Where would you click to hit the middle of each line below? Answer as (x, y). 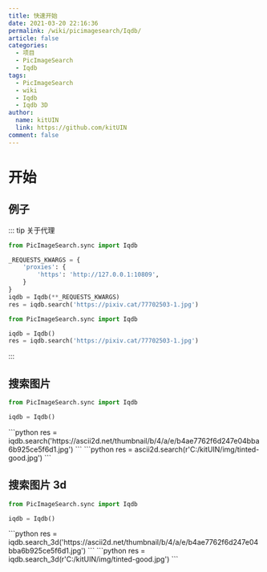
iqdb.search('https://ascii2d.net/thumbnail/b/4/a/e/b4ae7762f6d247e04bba (134, 440)
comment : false (34, 135)
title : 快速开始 (33, 16)
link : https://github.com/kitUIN (71, 128)
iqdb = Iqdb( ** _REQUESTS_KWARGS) (64, 297)
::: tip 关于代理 (32, 230)
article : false (34, 38)
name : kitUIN (37, 120)
